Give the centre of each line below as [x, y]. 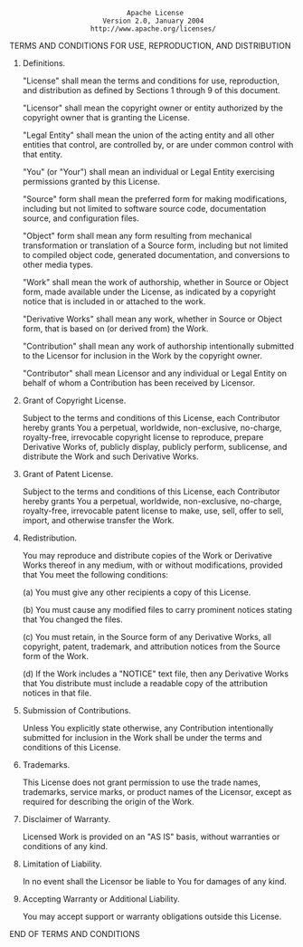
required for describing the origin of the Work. [108, 802]
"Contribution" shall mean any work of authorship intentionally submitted [158, 346]
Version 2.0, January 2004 [153, 21]
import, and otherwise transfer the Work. [98, 520]
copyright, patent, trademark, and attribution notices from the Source [151, 646]
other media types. [57, 264]
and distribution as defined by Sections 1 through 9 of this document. [151, 90]
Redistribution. [50, 538]
